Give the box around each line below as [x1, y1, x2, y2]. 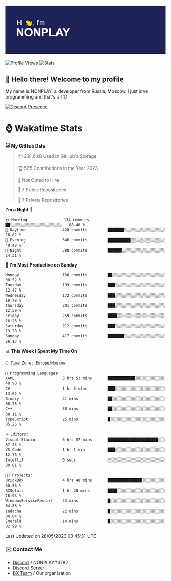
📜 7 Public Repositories [17, 187, 67, 193]
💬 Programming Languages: [5, 371, 60, 376]
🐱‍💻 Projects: [5, 473, 33, 478]
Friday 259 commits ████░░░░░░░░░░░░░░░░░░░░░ [5, 313, 165, 318]
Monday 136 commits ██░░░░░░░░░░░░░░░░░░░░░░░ [5, 272, 165, 277]
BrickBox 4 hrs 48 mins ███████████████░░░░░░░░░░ [5, 478, 165, 483]
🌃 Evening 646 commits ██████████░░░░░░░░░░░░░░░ [5, 237, 165, 243]
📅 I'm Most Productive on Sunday [5, 261, 77, 268]
